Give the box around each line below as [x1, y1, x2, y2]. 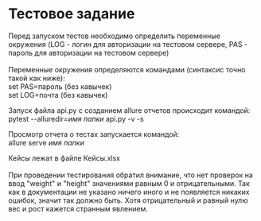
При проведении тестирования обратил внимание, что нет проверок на [8, 170, 253, 180]
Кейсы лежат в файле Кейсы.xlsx [8, 153, 121, 163]
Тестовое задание [8, 5, 135, 23]
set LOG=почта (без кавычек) [8, 90, 108, 99]
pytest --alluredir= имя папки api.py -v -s [8, 114, 145, 123]
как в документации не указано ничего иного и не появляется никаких [8, 187, 250, 196]
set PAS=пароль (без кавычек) [8, 81, 112, 91]
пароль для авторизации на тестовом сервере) [8, 48, 169, 57]
